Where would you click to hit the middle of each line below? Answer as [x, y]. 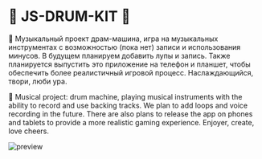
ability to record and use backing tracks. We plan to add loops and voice [128, 105]
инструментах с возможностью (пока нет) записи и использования [125, 47]
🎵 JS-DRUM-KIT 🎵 [70, 16]
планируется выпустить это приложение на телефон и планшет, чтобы [129, 64]
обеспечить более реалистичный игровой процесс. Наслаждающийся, [131, 72]
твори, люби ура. [38, 81]
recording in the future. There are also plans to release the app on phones [131, 114]
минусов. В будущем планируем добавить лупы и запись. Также [119, 55]
